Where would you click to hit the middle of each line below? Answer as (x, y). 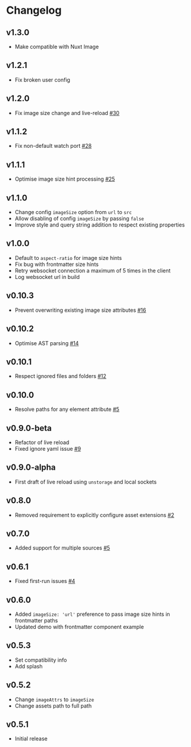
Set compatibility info (41, 660)
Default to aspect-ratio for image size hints (68, 258)
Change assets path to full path (53, 706)
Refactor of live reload (42, 442)
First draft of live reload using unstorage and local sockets (86, 482)
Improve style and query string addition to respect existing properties (100, 225)
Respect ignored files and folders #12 (60, 376)
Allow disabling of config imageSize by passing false (79, 219)
